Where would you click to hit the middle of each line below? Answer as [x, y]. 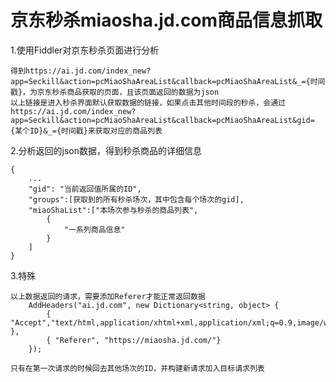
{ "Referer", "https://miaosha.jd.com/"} [134, 340]
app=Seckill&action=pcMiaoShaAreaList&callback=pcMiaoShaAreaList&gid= [162, 120]
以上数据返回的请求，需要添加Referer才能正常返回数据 [108, 296]
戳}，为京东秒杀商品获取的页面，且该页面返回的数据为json [115, 92]
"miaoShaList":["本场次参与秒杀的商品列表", [113, 210]
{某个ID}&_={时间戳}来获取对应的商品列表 [86, 131]
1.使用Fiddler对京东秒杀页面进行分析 [85, 50]
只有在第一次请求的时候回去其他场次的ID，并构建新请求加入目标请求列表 [137, 368]
